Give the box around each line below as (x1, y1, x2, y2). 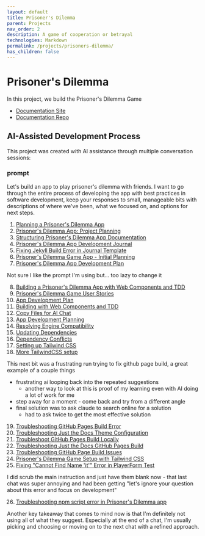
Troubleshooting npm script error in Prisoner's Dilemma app (15, 498, 167, 505)
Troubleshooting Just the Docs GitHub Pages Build (15, 442, 144, 449)
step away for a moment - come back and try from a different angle (15, 397, 185, 405)
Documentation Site (15, 107, 66, 114)
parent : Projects (7, 20, 51, 26)
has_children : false (7, 49, 60, 55)
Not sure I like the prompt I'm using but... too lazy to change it (7, 271, 162, 278)
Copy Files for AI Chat (15, 309, 71, 316)
